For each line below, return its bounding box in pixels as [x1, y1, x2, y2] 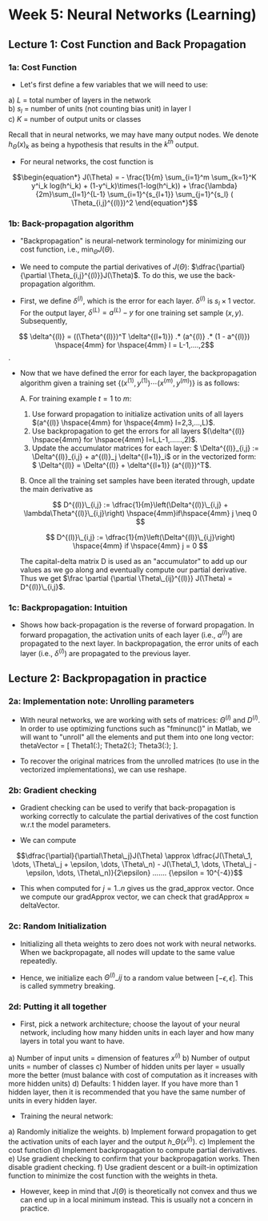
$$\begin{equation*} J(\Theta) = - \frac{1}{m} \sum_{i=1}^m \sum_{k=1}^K [12, 172, 257, 182]
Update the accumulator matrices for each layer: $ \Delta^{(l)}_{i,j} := [31, 443, 260, 453]
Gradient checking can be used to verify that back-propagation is [19, 803, 236, 812]
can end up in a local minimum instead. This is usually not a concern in [19, 1195, 254, 1204]
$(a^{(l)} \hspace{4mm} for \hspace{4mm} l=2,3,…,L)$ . [31, 417, 216, 427]
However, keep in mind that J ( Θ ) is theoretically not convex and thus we [19, 1186, 258, 1195]
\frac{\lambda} [189, 181, 238, 191]
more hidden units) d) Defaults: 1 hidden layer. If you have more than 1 [8, 1079, 238, 1089]
